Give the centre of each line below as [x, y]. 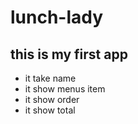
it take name [50, 78]
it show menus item [65, 89]
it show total [50, 110]
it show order [52, 99]
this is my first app [69, 54]
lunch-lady [57, 17]
